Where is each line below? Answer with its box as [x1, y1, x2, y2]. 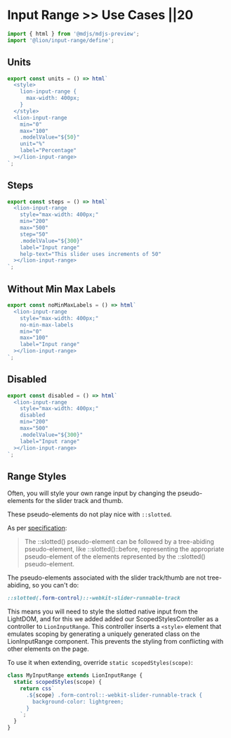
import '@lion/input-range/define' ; [7, 37, 114, 44]
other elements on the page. [7, 644, 89, 654]
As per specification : [7, 524, 67, 533]
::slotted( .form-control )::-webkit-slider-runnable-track [7, 594, 180, 602]
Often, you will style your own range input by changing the [7, 489, 177, 497]
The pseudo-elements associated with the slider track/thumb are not [7, 573, 206, 582]
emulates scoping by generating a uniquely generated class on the [7, 630, 200, 638]
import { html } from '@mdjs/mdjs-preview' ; [7, 30, 140, 37]
